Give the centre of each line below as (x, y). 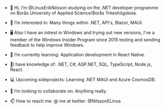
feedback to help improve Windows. (47, 45)
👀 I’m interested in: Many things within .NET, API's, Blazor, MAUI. (76, 23)
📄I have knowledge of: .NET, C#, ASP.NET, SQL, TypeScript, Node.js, (81, 64)
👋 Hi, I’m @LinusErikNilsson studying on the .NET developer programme (84, 8)
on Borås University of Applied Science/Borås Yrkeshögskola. (73, 13)
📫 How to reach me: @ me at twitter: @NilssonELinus (65, 101)
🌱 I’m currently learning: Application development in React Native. (78, 54)
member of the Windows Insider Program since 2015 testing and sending (85, 40)
